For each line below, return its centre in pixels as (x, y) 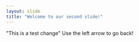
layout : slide (23, 11)
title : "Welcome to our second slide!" (55, 17)
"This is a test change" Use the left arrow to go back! (70, 33)
